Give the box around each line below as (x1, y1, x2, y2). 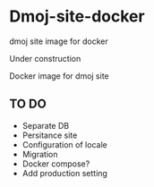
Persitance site (21, 130, 78, 140)
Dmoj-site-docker (9, 6, 145, 27)
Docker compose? (21, 158, 90, 169)
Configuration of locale (21, 139, 107, 149)
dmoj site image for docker (9, 36, 109, 47)
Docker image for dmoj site (9, 70, 109, 81)
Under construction (9, 53, 81, 64)
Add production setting (21, 167, 107, 178)
